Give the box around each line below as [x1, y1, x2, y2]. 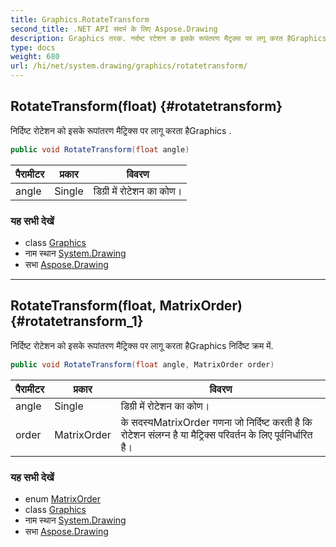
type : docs [10, 42, 56, 53]
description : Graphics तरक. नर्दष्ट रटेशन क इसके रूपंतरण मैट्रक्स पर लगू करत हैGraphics [10, 33, 327, 43]
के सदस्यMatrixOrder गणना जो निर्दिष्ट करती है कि [120, 415, 313, 429]
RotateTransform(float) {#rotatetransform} [10, 98, 283, 115]
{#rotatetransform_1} [10, 313, 144, 330]
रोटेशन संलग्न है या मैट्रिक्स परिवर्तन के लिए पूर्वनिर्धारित [120, 427, 313, 441]
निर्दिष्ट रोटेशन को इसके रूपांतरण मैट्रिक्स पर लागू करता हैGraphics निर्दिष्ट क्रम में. [10, 339, 274, 351]
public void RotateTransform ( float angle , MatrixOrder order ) [10, 359, 275, 370]
